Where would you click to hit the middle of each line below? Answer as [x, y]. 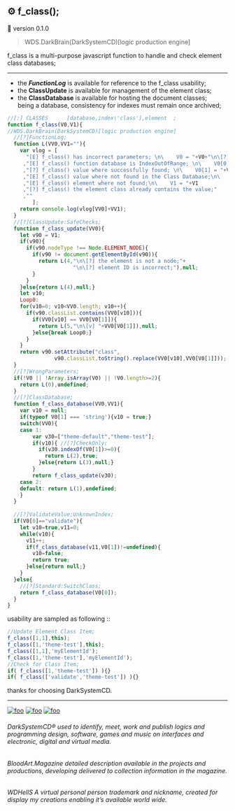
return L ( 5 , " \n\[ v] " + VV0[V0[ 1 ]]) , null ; [98, 326]
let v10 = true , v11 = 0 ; [50, 527]
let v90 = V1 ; [40, 235]
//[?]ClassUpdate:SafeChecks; [57, 222]
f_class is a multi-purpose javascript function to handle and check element [115, 55]
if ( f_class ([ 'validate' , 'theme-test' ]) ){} [73, 677]
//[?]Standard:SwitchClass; [60, 586]
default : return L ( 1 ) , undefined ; [69, 489]
